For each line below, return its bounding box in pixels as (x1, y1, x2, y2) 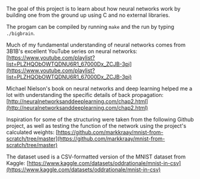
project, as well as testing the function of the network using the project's (6, 122, 187, 129)
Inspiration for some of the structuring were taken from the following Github (6, 116, 194, 123)
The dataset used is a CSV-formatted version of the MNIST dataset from (6, 153, 186, 160)
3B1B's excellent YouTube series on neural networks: (6, 48, 137, 55)
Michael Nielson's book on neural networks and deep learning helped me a (6, 85, 193, 92)
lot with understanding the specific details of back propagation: (6, 92, 164, 98)
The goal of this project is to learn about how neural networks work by (6, 5, 181, 12)
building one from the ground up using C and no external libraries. (6, 11, 170, 19)
